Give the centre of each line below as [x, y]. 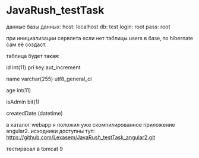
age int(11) [19, 90]
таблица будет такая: [33, 56]
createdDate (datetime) [35, 113]
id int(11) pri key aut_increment [43, 67]
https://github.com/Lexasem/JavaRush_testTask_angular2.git [81, 137]
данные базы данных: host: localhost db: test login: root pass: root [88, 27]
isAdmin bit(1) [23, 102]
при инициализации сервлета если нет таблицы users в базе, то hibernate [100, 38]
